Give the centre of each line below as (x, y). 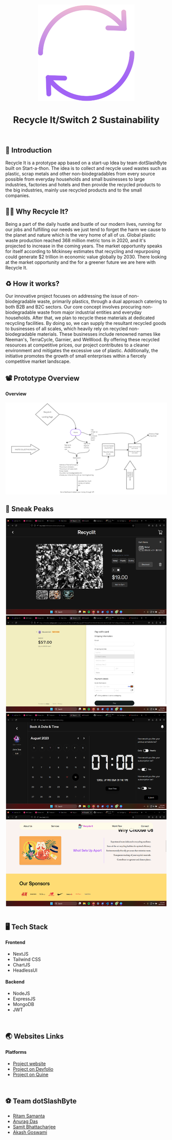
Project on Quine (31, 1074)
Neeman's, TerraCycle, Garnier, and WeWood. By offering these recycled (83, 340)
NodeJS (21, 993)
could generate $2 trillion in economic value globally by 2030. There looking (86, 257)
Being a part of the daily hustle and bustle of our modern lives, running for (84, 224)
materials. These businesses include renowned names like (99, 334)
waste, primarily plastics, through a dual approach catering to (102, 301)
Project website (29, 1064)
